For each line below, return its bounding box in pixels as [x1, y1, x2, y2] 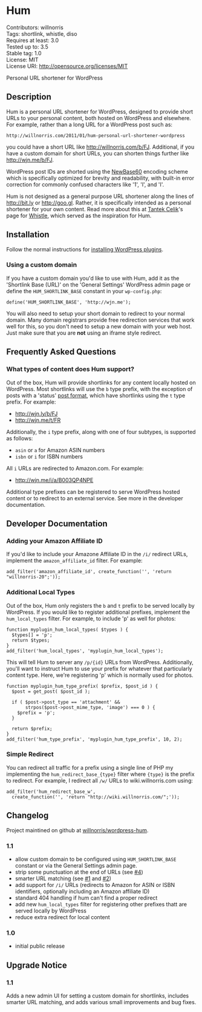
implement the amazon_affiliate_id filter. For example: [6, 557, 143, 565]
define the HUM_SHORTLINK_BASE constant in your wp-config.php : [6, 287, 162, 294]
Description [6, 92, 51, 102]
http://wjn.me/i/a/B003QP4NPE [15, 476, 94, 483]
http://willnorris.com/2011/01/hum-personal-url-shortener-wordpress [6, 132, 186, 138]
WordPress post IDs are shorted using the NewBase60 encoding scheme [6, 168, 189, 175]
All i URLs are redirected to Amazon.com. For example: [6, 464, 144, 472]
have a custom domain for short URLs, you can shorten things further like [6, 149, 189, 157]
